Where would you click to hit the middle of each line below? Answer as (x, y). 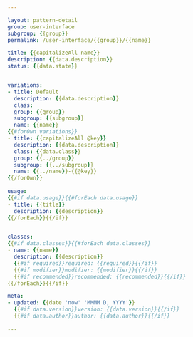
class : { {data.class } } (47, 151)
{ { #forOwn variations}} (43, 132)
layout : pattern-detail (43, 20)
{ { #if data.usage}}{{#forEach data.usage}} (73, 198)
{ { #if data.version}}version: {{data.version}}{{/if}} (97, 310)
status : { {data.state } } (43, 66)
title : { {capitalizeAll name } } (54, 53)
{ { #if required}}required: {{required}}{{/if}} (86, 263)
